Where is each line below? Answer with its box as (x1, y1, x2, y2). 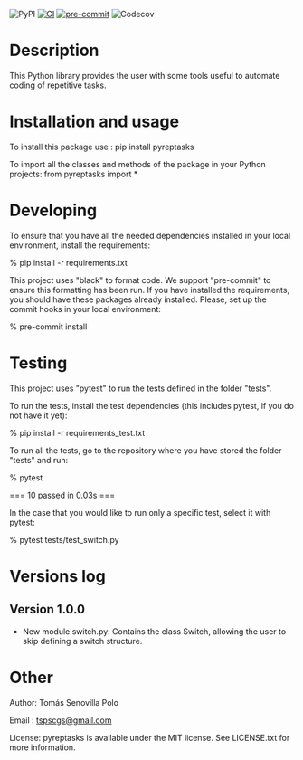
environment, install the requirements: (9, 240, 151, 251)
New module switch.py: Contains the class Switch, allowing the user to (22, 625, 287, 637)
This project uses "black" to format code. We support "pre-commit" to (9, 274, 271, 285)
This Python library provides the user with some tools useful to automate (9, 70, 280, 81)
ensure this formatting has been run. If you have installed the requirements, (9, 284, 290, 295)
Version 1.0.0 (9, 602, 86, 617)
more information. (9, 742, 76, 753)
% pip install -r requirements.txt (9, 257, 128, 268)
